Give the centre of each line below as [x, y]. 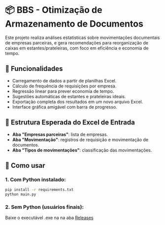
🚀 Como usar [25, 166]
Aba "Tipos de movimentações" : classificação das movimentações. [82, 150]
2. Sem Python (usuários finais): [44, 207]
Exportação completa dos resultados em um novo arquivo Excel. [78, 102]
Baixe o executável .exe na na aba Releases [49, 218]
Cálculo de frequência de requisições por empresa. [64, 86]
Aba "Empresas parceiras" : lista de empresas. [60, 134]
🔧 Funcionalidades [34, 69]
